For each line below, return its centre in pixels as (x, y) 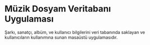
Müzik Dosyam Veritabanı (58, 9)
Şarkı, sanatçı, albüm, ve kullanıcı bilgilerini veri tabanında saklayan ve (75, 32)
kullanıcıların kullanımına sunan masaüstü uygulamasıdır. (61, 37)
